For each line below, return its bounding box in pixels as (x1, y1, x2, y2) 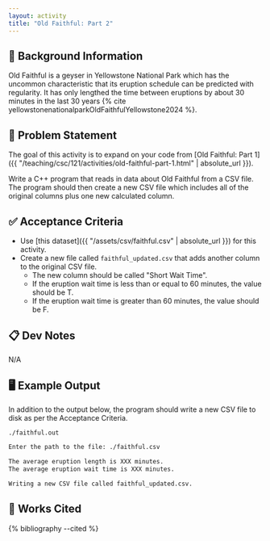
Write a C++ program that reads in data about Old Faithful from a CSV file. (8, 174, 254, 184)
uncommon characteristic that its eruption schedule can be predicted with (8, 79, 254, 89)
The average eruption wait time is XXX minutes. (8, 465, 175, 473)
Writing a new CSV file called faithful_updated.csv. (8, 480, 193, 489)
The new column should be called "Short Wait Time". (31, 270, 208, 279)
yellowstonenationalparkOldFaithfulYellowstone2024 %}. (8, 105, 197, 115)
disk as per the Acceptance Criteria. (8, 413, 128, 422)
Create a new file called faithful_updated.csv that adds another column (19, 253, 260, 262)
